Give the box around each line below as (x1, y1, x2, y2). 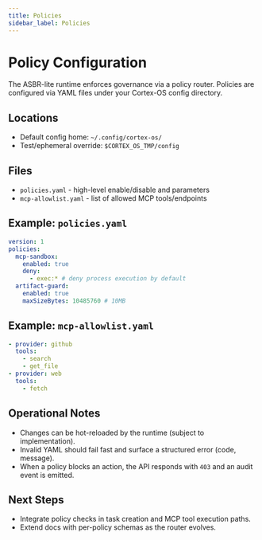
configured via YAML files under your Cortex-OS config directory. (8, 88, 223, 98)
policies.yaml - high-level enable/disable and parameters (19, 185, 210, 195)
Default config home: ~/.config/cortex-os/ (19, 132, 163, 142)
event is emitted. (19, 470, 75, 479)
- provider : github (8, 340, 73, 348)
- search (22, 355, 52, 363)
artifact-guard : (15, 282, 69, 291)
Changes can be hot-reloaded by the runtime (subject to (19, 428, 205, 437)
